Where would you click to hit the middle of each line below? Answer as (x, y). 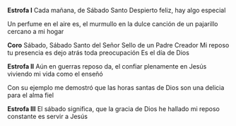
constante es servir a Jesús (48, 116)
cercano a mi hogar (36, 31)
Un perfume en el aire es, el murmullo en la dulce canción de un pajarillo (113, 24)
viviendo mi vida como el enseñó (55, 74)
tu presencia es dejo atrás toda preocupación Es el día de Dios (98, 53)
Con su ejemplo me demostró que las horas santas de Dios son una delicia (116, 87)
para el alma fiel (31, 95)
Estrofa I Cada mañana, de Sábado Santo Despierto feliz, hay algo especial (117, 10)
